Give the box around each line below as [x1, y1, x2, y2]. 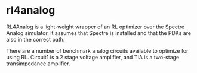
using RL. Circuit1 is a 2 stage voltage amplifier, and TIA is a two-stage [6, 53, 180, 61]
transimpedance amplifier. [6, 60, 70, 67]
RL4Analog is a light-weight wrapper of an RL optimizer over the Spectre [6, 23, 185, 30]
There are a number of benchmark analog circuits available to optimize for [6, 47, 189, 54]
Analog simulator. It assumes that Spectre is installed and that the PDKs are [6, 29, 192, 36]
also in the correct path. [6, 36, 65, 43]
